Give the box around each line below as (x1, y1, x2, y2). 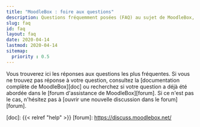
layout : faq (6, 31, 36, 37)
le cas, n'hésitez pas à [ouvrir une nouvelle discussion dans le (6, 96, 160, 103)
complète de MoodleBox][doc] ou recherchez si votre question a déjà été (6, 82, 187, 90)
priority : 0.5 (11, 54, 50, 60)
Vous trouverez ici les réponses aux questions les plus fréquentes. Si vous (6, 70, 190, 77)
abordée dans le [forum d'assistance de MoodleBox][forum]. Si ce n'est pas (6, 89, 194, 96)
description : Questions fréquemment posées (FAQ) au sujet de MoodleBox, (6, 14, 195, 20)
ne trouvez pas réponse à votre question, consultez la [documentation (6, 76, 180, 84)
